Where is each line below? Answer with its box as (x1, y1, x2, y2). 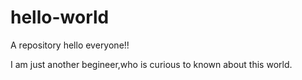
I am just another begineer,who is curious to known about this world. (10, 58, 293, 70)
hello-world (10, 6, 110, 29)
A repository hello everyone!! (10, 39, 130, 51)
